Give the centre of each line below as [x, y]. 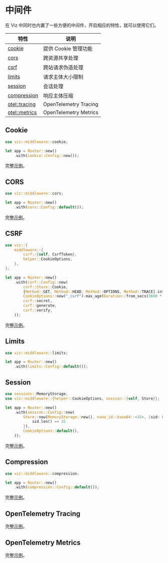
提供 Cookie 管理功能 [68, 48]
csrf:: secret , [38, 301]
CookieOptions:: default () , [51, 431]
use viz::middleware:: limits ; [37, 353]
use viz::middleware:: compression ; [42, 474]
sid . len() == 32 [49, 422]
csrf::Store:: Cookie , [46, 287]
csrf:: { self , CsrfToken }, [50, 254]
